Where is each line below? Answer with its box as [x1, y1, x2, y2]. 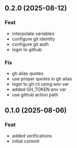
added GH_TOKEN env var [11, 86, 66, 92]
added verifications [11, 132, 52, 138]
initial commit [11, 138, 39, 144]
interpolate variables [11, 30, 54, 37]
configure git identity [11, 36, 55, 42]
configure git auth [11, 41, 49, 47]
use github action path [11, 91, 58, 97]
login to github [11, 46, 42, 52]
